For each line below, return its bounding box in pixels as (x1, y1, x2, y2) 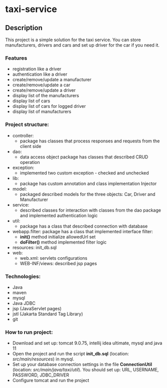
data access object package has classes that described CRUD (19, 154, 148, 160)
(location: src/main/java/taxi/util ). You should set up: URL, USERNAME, (12, 367, 159, 373)
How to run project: (5, 328, 53, 335)
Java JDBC (12, 300, 36, 306)
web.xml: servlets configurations (19, 255, 87, 261)
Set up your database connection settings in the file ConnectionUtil (12, 361, 152, 367)
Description (5, 24, 42, 32)
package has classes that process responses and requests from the (19, 138, 160, 144)
